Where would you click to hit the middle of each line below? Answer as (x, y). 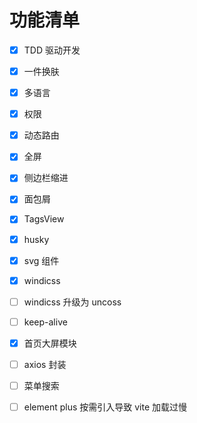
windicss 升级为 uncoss (72, 302)
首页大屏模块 (50, 343)
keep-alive (45, 322)
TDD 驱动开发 (52, 50)
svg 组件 (41, 260)
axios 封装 (45, 364)
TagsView (44, 219)
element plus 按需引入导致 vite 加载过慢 (105, 407)
